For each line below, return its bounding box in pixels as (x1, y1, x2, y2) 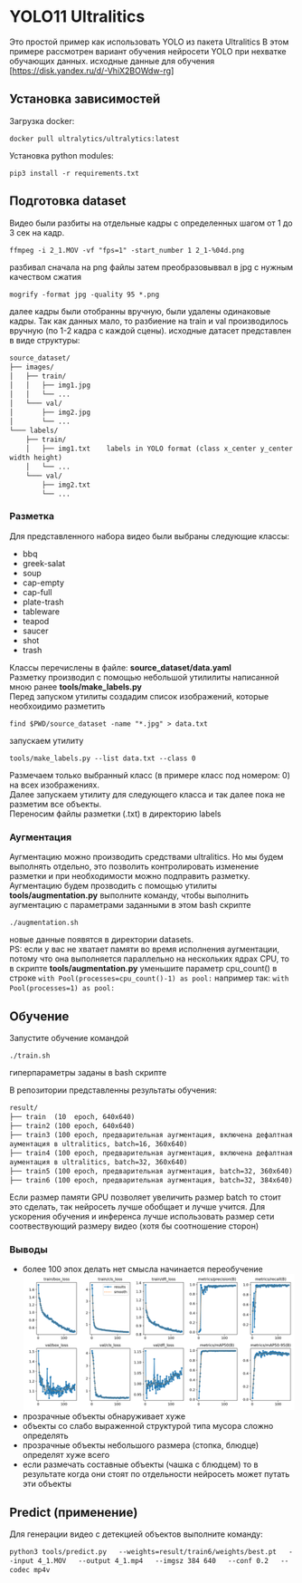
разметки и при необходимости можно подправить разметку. (9, 871, 250, 882)
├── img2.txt (42, 480, 91, 489)
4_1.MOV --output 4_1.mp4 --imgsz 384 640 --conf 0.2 (37, 1557, 269, 1566)
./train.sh (9, 1051, 51, 1060)
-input (9, 1557, 34, 1566)
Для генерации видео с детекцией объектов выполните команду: (9, 1529, 264, 1540)
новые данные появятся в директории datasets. (9, 934, 194, 945)
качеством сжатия (9, 271, 82, 282)
